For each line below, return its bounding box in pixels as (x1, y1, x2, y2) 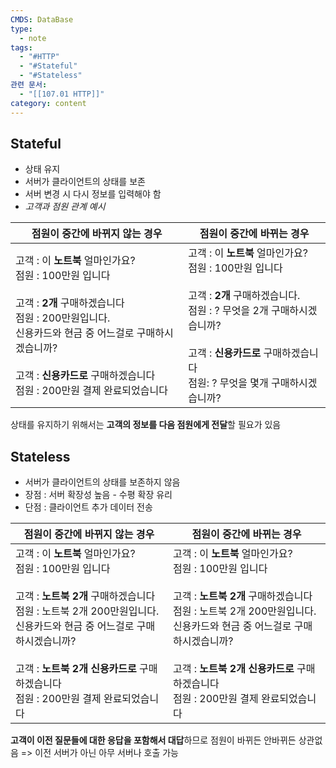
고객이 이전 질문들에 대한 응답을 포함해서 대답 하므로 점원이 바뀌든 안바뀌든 (10, 734, 297, 746)
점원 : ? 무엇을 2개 (188, 304, 269, 318)
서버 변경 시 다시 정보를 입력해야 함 (24, 188, 162, 200)
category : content (10, 98, 87, 108)
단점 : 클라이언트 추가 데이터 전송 (24, 501, 153, 513)
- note (19, 33, 47, 43)
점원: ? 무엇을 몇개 (188, 376, 269, 390)
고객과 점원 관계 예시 (24, 201, 106, 213)
